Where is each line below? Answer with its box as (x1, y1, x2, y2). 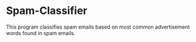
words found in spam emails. (6, 29, 76, 36)
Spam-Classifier (6, 4, 88, 17)
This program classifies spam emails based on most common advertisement (6, 23, 190, 30)
